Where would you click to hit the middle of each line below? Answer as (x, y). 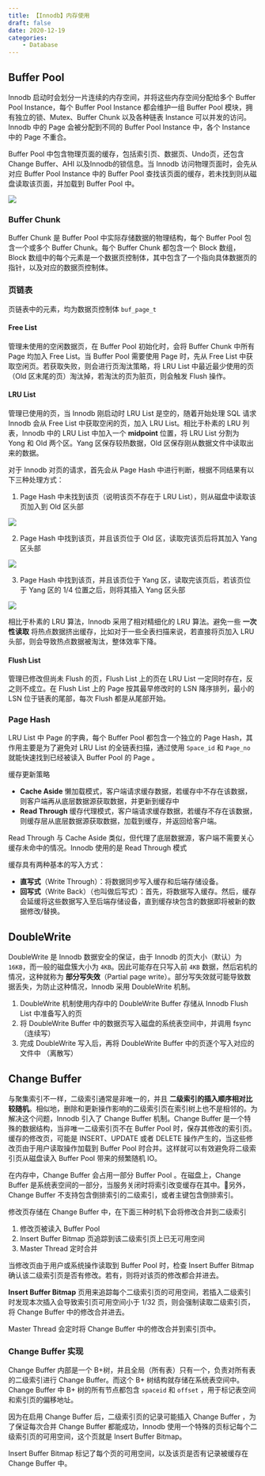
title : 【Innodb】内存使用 (49, 15)
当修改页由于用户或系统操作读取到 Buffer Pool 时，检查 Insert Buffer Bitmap (131, 1266)
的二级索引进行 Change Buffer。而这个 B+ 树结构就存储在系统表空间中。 (126, 1380)
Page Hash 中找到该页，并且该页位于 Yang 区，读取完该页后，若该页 (132, 579)
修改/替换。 (45, 911)
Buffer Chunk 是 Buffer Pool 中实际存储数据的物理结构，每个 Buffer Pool (125, 238)
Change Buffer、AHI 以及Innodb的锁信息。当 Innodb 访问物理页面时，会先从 (132, 163)
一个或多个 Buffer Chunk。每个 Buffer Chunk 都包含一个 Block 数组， (127, 248)
